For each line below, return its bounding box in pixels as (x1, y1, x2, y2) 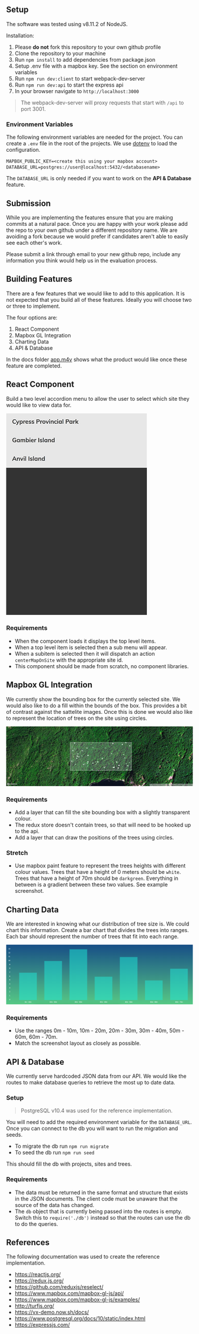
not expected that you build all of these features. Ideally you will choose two (6, 296, 192, 303)
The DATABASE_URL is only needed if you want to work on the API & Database (6, 175, 191, 182)
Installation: (6, 32, 34, 39)
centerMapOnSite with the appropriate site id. (14, 656, 123, 663)
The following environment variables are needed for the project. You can (6, 133, 183, 141)
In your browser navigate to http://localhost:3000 (14, 87, 139, 94)
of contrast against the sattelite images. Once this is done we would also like (6, 708, 193, 715)
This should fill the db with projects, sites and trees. (6, 1160, 132, 1167)
